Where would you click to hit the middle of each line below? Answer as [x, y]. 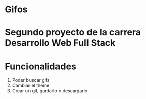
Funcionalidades [41, 66]
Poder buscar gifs [31, 80]
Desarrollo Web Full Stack [60, 43]
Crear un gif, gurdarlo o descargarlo [50, 91]
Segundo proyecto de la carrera [73, 33]
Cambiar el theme [31, 86]
